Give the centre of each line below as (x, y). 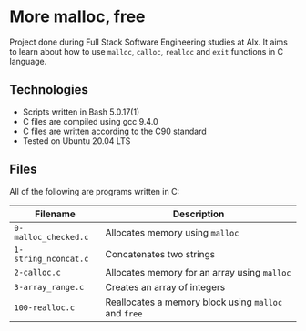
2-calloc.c (37, 272)
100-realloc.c (45, 307)
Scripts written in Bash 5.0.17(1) (81, 112)
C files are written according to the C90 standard (114, 131)
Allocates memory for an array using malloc (198, 272)
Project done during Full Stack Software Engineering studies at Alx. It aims (149, 42)
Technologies (49, 90)
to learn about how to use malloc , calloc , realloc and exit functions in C (147, 51)
